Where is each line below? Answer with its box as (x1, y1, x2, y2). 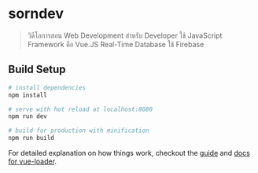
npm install (8, 91, 47, 99)
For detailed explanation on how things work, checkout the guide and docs (8, 149, 250, 157)
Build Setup (8, 63, 66, 76)
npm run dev (8, 112, 47, 120)
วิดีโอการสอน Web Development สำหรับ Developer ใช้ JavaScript (27, 31, 223, 40)
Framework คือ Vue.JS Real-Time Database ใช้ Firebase (27, 39, 205, 49)
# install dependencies (8, 83, 87, 91)
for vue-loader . (8, 156, 57, 166)
